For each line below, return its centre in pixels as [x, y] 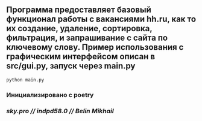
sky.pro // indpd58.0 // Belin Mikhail [60, 111]
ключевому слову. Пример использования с [95, 47]
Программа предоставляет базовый [79, 10]
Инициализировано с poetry [50, 95]
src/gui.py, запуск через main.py [71, 66]
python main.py [25, 80]
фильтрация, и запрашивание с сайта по [87, 38]
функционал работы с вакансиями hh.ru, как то [101, 19]
